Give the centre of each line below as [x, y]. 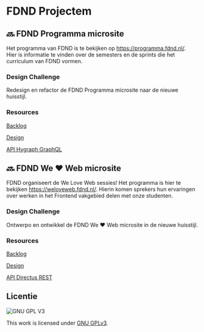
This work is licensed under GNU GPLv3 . [57, 323]
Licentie [22, 296]
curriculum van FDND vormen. [44, 61]
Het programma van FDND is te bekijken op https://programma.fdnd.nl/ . [96, 48]
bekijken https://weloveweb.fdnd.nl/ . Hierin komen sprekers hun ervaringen [101, 189]
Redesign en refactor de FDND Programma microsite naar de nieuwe [92, 90]
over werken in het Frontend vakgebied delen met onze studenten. [90, 196]
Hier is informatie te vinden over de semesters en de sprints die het [91, 55]
